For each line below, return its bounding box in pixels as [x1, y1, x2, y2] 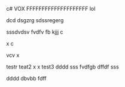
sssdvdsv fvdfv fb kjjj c [6, 28, 63, 35]
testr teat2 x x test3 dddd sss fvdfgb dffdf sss [6, 63, 120, 70]
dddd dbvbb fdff [6, 75, 47, 82]
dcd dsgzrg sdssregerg [6, 17, 64, 23]
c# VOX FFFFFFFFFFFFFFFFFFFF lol [6, 5, 96, 12]
